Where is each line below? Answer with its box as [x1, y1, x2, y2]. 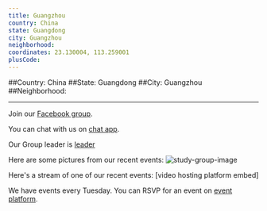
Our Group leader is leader [8, 140, 95, 149]
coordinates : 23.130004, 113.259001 [8, 48, 130, 56]
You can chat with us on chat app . [8, 124, 120, 133]
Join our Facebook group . [8, 109, 93, 118]
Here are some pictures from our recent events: [8, 155, 164, 164]
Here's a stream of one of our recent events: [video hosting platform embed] [8, 170, 259, 179]
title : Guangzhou [8, 11, 66, 20]
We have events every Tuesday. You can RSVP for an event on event [8, 186, 233, 195]
